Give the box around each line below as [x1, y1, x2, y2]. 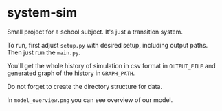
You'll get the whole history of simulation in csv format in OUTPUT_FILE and [7, 61, 216, 70]
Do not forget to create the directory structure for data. [7, 82, 163, 90]
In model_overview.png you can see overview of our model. [7, 95, 173, 104]
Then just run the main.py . [7, 48, 81, 57]
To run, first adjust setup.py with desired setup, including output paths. [7, 41, 208, 49]
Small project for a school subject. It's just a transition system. [7, 28, 184, 36]
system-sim [7, 5, 78, 21]
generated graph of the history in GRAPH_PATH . [7, 69, 135, 77]
